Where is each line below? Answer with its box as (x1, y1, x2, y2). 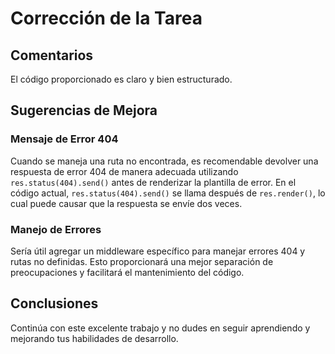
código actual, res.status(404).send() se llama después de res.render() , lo (10, 187, 326, 199)
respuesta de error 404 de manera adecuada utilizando (10, 165, 239, 177)
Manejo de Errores (10, 222, 102, 236)
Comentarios (10, 47, 94, 64)
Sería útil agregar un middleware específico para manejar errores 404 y (10, 245, 306, 257)
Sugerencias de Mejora (10, 102, 158, 119)
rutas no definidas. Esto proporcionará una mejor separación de (10, 255, 274, 267)
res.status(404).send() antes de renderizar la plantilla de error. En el (10, 176, 297, 188)
